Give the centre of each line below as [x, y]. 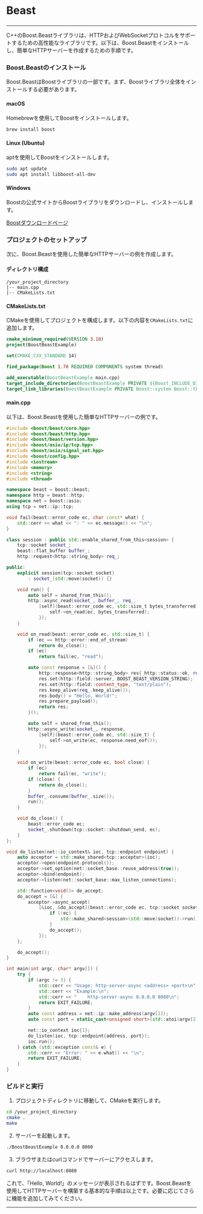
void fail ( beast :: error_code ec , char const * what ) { [76, 518]
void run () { [34, 589]
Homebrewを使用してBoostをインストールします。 [69, 118]
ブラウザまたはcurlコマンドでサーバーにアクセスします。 [85, 1159]
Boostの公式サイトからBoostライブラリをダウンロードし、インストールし [97, 202]
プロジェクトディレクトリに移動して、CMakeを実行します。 [89, 1100]
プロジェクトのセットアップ [47, 239]
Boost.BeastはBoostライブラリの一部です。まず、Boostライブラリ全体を [96, 82]
